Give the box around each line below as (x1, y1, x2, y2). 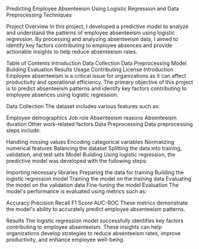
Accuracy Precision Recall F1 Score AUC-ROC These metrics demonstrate (6, 199, 188, 206)
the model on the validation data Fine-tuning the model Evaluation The (6, 181, 179, 188)
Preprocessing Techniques (6, 11, 72, 18)
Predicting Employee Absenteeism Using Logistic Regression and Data (6, 5, 179, 12)
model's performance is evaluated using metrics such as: (6, 188, 147, 195)
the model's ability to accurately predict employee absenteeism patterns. (6, 206, 186, 213)
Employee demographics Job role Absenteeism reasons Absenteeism (6, 114, 177, 121)
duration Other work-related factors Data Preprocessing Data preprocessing (6, 121, 193, 127)
